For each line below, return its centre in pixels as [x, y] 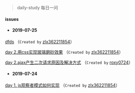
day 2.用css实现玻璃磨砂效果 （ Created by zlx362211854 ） [64, 52]
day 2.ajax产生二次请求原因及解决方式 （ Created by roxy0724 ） [69, 62]
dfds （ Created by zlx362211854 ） [40, 41]
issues [12, 19]
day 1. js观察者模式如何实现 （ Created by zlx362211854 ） [63, 85]
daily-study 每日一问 [38, 8]
